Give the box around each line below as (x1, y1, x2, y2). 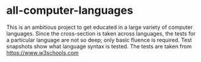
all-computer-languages (6, 4, 133, 17)
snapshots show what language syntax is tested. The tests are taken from (6, 43, 192, 50)
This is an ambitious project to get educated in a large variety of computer (6, 23, 193, 31)
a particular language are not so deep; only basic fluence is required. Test (6, 36, 192, 43)
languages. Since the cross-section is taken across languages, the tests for (6, 29, 196, 37)
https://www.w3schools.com (6, 49, 79, 56)
